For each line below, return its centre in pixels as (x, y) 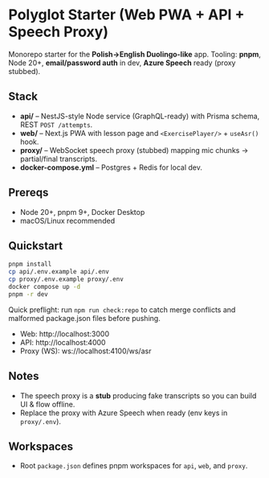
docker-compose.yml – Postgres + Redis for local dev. (111, 167)
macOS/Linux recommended (67, 220)
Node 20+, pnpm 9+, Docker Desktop (82, 212)
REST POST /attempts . (56, 124)
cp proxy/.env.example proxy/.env (66, 279)
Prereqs (29, 193)
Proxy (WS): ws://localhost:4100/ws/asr (86, 351)
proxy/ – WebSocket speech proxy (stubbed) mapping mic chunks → (134, 150)
